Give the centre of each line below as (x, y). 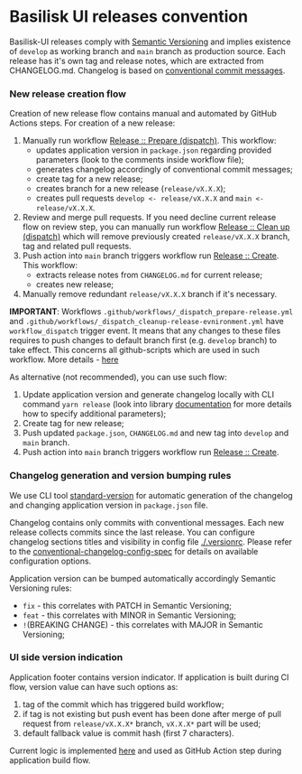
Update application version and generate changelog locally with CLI (148, 395)
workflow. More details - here (64, 359)
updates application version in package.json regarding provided (154, 150)
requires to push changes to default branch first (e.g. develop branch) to (143, 340)
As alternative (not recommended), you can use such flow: (118, 378)
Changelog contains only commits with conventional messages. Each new (147, 522)
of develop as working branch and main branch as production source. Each (147, 51)
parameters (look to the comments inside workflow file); (140, 160)
